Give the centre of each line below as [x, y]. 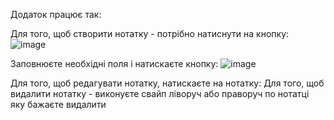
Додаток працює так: [56, 14]
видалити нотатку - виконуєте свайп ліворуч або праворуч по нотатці [160, 93]
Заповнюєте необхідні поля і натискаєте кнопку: [114, 63]
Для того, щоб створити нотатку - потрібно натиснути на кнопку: [150, 33]
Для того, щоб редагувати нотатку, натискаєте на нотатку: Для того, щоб [167, 83]
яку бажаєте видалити [58, 104]
